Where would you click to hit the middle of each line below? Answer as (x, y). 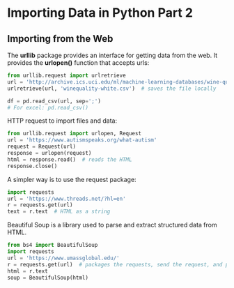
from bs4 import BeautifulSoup (53, 245)
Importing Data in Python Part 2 (100, 13)
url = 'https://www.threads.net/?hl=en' (67, 199)
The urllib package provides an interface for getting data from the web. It (112, 55)
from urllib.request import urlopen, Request (74, 134)
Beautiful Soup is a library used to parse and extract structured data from (112, 225)
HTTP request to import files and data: (62, 121)
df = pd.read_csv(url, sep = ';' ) (54, 101)
